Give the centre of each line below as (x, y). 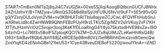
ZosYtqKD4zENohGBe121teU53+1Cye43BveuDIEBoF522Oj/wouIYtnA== (76, 43)
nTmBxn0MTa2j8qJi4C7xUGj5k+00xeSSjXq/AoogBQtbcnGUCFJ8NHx (88, 7)
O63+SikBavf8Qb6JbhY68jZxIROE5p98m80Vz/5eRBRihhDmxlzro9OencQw (80, 37)
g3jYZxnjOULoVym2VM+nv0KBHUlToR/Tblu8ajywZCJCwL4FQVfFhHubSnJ (80, 17)
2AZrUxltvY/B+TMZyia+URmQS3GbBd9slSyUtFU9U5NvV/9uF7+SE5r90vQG (81, 12)
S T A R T (12, 7)
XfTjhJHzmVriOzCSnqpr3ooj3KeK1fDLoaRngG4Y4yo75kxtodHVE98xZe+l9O (81, 27)
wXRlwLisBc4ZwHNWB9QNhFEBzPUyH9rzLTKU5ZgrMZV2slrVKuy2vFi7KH (80, 22)
